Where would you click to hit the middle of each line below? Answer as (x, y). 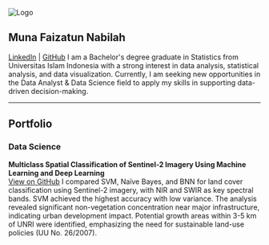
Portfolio (30, 124)
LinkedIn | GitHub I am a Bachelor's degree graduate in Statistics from (123, 57)
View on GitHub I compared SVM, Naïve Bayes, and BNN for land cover (126, 182)
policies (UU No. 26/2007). (53, 232)
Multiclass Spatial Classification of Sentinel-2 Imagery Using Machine (127, 164)
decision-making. (60, 91)
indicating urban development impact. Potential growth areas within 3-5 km (132, 215)
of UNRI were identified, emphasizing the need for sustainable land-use (126, 224)
